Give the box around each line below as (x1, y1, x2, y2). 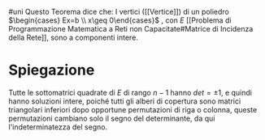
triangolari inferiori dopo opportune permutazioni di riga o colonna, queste (8, 104, 258, 114)
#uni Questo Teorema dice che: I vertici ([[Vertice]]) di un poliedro (8, 7, 229, 16)
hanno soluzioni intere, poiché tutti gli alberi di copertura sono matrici (8, 96, 241, 106)
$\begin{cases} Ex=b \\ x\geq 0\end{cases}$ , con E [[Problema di (8, 15, 232, 25)
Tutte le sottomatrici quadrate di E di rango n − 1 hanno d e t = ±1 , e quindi (8, 87, 252, 97)
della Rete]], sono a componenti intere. (8, 32, 138, 42)
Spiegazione (8, 61, 95, 79)
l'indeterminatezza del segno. (8, 121, 108, 132)
